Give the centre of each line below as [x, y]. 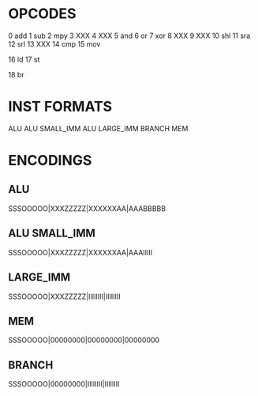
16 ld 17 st [24, 59]
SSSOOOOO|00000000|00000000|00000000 [84, 340]
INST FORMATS [60, 107]
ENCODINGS [50, 161]
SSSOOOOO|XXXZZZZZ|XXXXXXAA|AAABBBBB [87, 208]
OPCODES [42, 14]
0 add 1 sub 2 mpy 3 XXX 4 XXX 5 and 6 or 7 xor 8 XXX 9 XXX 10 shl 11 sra [129, 36]
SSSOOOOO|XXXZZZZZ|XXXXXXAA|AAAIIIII [80, 252]
